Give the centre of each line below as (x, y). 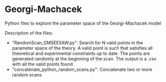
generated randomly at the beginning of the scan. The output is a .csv (84, 58)
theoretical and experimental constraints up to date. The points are (81, 53)
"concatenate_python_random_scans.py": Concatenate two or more (82, 69)
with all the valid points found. (43, 64)
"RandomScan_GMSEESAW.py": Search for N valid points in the (77, 43)
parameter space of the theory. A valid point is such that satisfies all (82, 48)
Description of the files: (29, 33)
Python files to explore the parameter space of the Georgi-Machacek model (83, 23)
